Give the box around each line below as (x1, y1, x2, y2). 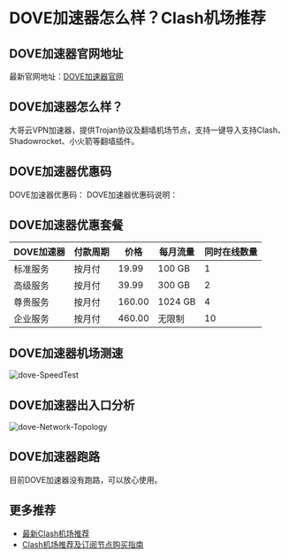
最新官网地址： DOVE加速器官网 (9, 72, 124, 81)
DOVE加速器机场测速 (9, 346, 124, 361)
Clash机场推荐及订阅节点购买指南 (21, 539, 144, 549)
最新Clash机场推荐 (21, 528, 90, 539)
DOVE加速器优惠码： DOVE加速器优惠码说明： (9, 189, 179, 200)
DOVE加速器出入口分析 (9, 397, 135, 412)
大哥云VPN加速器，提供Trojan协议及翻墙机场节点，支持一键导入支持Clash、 (9, 125, 285, 135)
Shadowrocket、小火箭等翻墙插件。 (9, 135, 140, 146)
